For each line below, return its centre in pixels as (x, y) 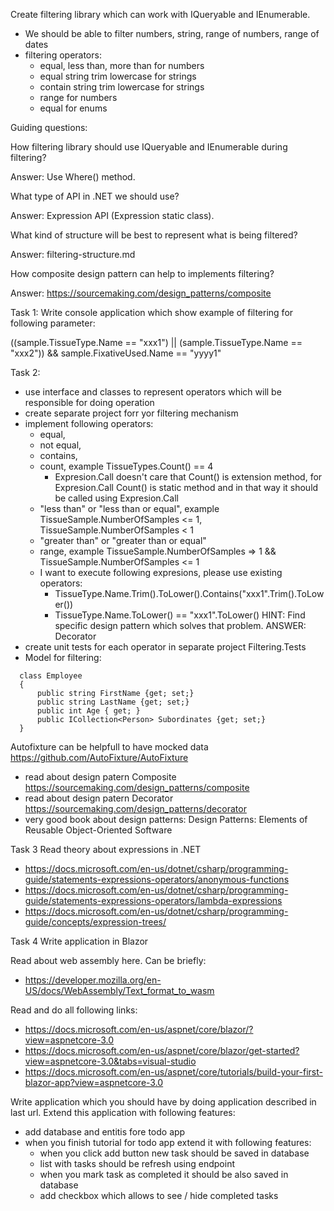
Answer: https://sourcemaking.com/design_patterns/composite (141, 293)
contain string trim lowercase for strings (122, 87)
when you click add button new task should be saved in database (174, 1153)
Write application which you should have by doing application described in (163, 1102)
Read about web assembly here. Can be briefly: (108, 960)
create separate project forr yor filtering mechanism (131, 413)
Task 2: (25, 372)
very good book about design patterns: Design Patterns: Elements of (166, 819)
